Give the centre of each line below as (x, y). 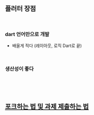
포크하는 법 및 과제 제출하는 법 (47, 107)
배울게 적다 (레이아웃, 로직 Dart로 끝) (47, 46)
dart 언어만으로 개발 (27, 34)
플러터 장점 (21, 9)
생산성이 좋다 (19, 69)
